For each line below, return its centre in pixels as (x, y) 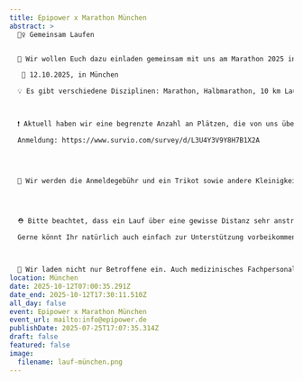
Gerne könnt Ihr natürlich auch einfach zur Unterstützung (131, 237)
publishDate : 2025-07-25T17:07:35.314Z (84, 329)
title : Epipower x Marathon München (78, 18)
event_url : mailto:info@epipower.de (78, 320)
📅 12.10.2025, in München (70, 75)
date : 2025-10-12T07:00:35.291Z (70, 286)
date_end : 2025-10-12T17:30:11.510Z (78, 294)
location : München (44, 278)
